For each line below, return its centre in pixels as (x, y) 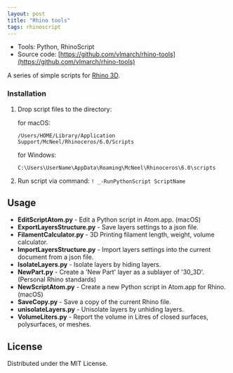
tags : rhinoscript (34, 27)
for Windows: (37, 155)
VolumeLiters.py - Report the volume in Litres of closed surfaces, (113, 317)
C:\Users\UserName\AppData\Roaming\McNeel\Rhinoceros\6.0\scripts (116, 167)
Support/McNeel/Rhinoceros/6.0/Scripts (76, 141)
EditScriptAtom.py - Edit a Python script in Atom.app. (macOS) (109, 220)
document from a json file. (55, 257)
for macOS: (34, 122)
